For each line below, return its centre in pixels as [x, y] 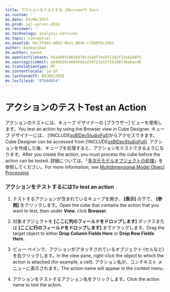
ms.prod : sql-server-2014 [32, 24]
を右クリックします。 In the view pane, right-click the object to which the [88, 255]
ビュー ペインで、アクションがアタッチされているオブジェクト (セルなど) [88, 249]
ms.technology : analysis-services [42, 34]
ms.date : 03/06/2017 [27, 19]
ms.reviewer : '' [22, 29]
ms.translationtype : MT [30, 67]
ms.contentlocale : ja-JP [31, 72]
